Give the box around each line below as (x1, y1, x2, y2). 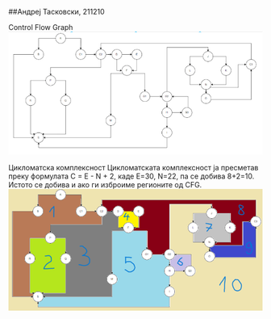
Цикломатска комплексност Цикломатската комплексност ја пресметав (8, 163, 259, 173)
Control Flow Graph (8, 23, 73, 31)
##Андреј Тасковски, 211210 (8, 7, 105, 16)
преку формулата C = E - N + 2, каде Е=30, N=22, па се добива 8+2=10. (8, 171, 255, 181)
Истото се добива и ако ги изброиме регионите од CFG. (8, 180, 202, 190)
